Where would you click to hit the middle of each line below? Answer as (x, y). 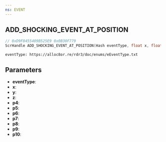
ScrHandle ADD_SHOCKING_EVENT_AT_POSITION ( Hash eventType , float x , (77, 46)
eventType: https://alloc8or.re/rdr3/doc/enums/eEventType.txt (72, 55)
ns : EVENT (15, 10)
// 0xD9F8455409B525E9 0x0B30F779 (41, 41)
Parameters (23, 70)
